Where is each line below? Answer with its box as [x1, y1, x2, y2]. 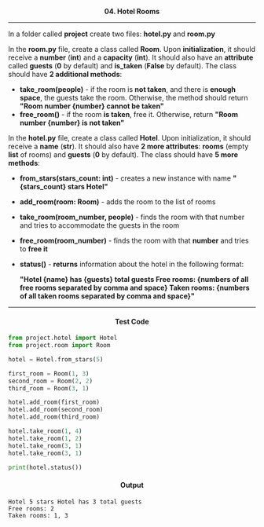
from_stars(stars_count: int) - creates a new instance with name [19, 174, 232, 183]
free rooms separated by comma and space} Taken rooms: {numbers [19, 283, 250, 292]
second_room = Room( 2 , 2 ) [8, 377, 93, 385]
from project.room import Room [8, 342, 111, 350]
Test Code [115, 317, 149, 326]
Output [120, 481, 144, 490]
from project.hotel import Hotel [8, 334, 118, 342]
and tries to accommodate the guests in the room [19, 221, 180, 230]
